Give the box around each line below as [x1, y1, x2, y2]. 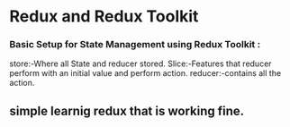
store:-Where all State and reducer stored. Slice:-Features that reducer [9, 58, 272, 69]
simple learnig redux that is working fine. [9, 103, 245, 118]
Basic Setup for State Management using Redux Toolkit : [9, 38, 261, 51]
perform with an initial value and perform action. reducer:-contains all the [9, 68, 282, 79]
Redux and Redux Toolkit [9, 6, 199, 27]
